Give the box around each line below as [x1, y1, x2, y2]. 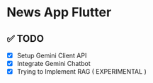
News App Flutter [6, 4, 112, 21]
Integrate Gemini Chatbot [16, 60, 91, 68]
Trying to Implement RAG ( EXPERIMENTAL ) [16, 67, 147, 76]
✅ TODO [6, 33, 44, 45]
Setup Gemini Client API [16, 51, 87, 60]
